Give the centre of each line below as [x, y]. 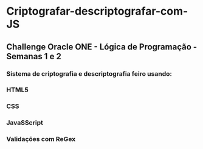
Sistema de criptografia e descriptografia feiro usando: [89, 73]
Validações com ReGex [41, 139]
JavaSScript [25, 123]
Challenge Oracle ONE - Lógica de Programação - [102, 47]
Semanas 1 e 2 [34, 56]
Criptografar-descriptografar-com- [97, 11]
